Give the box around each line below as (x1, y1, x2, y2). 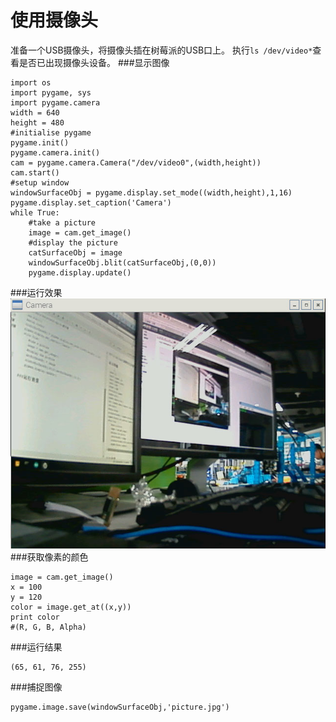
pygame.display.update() (28, 267, 132, 278)
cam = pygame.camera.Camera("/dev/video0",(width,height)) (10, 157, 262, 168)
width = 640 (10, 107, 60, 118)
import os (10, 77, 52, 88)
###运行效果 (10, 286, 63, 298)
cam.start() (10, 167, 60, 178)
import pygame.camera (10, 97, 101, 108)
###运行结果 (10, 641, 63, 653)
